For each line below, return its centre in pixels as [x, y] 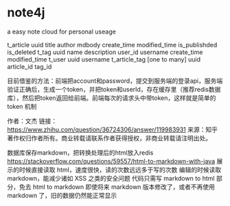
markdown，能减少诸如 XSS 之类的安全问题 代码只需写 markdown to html [111, 178]
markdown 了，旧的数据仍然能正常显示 [62, 195]
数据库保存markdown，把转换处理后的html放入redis [80, 153]
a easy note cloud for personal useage [62, 31]
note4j [26, 13]
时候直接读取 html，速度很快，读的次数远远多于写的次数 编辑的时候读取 [120, 170]
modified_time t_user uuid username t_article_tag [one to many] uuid [104, 59]
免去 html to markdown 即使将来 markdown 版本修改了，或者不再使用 [117, 187]
